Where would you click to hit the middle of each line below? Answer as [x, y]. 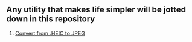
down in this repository [51, 19]
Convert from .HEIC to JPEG [50, 33]
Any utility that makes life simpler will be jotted [96, 10]
